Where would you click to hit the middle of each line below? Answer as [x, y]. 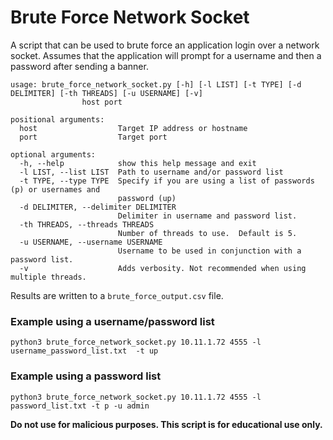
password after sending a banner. [79, 66]
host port [102, 102]
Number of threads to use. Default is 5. [207, 233]
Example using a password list [86, 376]
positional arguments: [57, 119]
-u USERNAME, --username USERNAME [91, 242]
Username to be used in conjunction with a [209, 251]
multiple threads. [48, 277]
